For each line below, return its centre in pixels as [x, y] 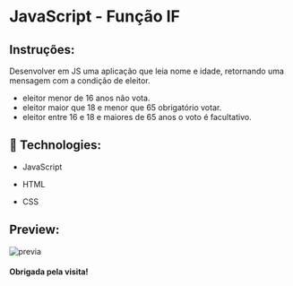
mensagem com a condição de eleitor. [80, 81]
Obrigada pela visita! [49, 272]
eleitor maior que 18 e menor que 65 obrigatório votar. [122, 108]
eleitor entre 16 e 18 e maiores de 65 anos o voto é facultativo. [137, 117]
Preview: [34, 230]
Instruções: [42, 50]
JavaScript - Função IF [95, 17]
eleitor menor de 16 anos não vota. [86, 98]
